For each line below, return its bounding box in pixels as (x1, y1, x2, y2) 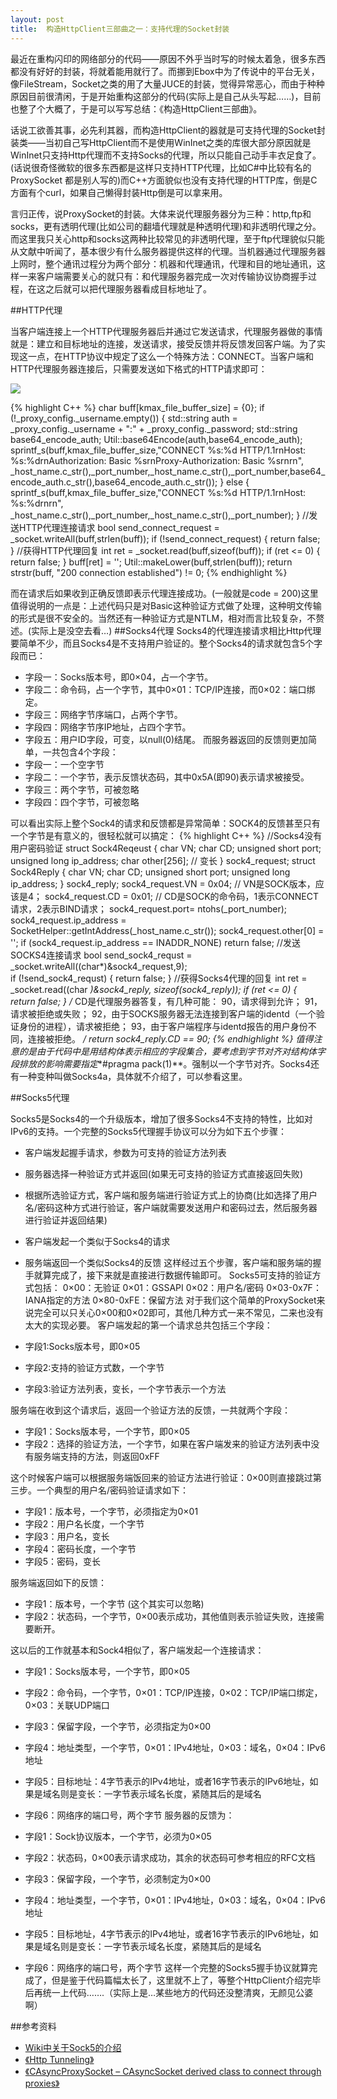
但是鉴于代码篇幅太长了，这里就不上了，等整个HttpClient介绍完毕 (51, 1974, 322, 1986)
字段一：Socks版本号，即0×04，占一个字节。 (24, 671, 214, 683)
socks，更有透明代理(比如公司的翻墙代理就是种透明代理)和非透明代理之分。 (10, 220, 322, 232)
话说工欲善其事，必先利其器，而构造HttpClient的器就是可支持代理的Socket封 (10, 124, 326, 136)
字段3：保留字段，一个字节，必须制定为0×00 (24, 1872, 212, 1885)
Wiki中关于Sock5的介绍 (24, 2041, 122, 2053)
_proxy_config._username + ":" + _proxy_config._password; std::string (10, 422, 298, 435)
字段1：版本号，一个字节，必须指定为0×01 (24, 1505, 199, 1517)
